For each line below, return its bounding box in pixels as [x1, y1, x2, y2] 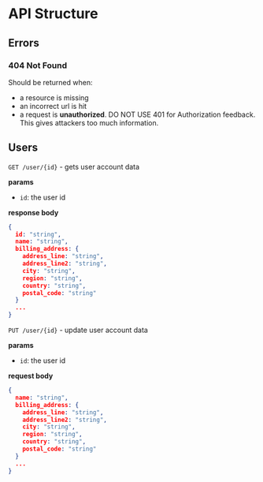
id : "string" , [15, 230, 61, 238]
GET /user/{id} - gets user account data [8, 162, 140, 171]
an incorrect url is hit [19, 101, 87, 110]
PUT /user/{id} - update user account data [8, 325, 148, 335]
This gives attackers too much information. [19, 118, 159, 127]
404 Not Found [8, 60, 68, 71]
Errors [8, 36, 39, 50]
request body [8, 372, 54, 381]
